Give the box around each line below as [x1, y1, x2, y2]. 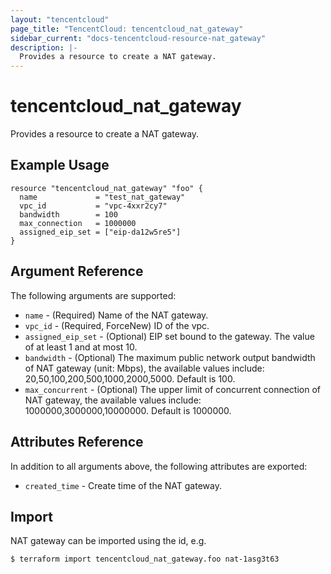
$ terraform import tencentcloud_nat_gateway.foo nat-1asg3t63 [10, 554, 280, 565]
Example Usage [10, 157, 110, 174]
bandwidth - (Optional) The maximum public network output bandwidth [24, 351, 316, 363]
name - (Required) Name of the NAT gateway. [24, 309, 209, 321]
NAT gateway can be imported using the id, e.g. [10, 535, 207, 547]
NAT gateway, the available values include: [24, 394, 202, 406]
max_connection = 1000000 [19, 218, 137, 228]
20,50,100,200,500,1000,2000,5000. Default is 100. [24, 372, 236, 385]
